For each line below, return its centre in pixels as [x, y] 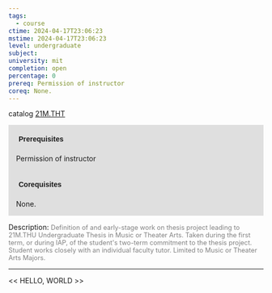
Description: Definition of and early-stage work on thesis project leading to [124, 228]
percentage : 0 [32, 76]
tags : [17, 16]
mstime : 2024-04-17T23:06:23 [57, 38]
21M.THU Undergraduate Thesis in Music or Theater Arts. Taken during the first [130, 235]
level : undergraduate [45, 46]
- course [30, 23]
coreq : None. [30, 91]
